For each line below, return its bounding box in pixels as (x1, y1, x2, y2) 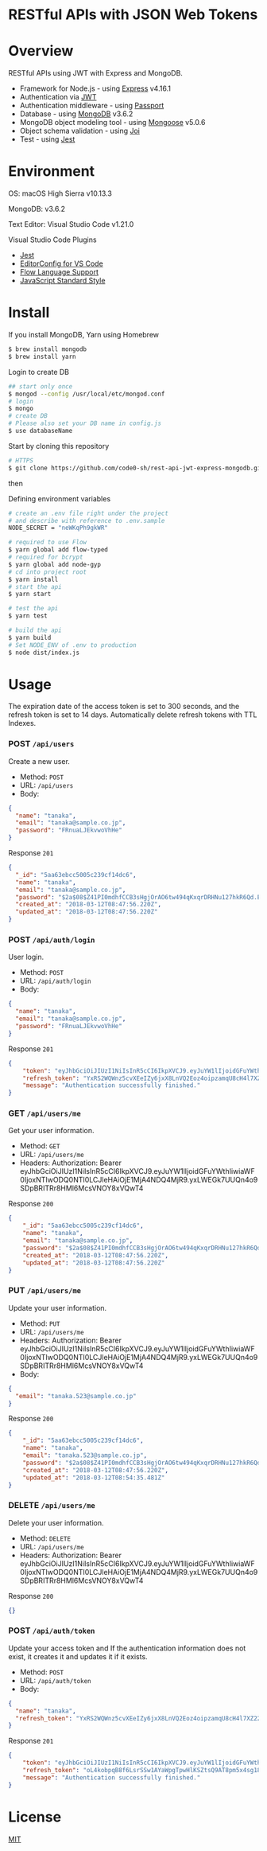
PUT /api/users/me (8, 1285, 82, 1296)
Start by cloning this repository (8, 441, 110, 450)
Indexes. (8, 719, 37, 728)
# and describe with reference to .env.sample (8, 516, 165, 524)
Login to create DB (8, 367, 70, 376)
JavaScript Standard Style (19, 276, 106, 286)
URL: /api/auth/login (19, 976, 91, 986)
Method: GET (19, 1141, 60, 1151)
